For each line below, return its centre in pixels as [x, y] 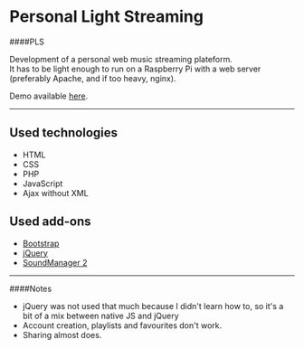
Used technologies [64, 133]
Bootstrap [41, 243]
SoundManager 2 [55, 262]
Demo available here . [49, 96]
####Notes [31, 288]
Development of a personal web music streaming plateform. [121, 59]
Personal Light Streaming [106, 17]
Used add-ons [51, 222]
